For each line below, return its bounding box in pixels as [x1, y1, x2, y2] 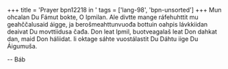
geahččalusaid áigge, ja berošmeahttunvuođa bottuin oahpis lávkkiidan [7, 20, 208, 28]
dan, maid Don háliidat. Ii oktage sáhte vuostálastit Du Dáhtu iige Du [7, 35, 199, 43]
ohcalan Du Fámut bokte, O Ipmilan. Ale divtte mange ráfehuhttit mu [7, 13, 199, 21]
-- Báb [7, 55, 26, 64]
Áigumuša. [7, 42, 38, 50]
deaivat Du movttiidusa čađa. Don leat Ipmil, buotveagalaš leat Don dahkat [7, 27, 218, 36]
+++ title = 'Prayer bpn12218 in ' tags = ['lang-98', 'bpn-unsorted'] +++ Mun [7, 6, 222, 14]
